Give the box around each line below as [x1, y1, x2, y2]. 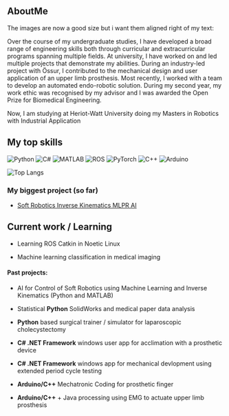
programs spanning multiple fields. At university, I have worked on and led [7, 52, 217, 60]
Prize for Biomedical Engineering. [7, 96, 102, 104]
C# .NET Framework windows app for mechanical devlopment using [17, 359, 212, 368]
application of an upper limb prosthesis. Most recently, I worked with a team [7, 74, 222, 82]
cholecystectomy [17, 325, 67, 333]
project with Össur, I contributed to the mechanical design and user [7, 66, 198, 75]
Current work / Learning [7, 221, 112, 233]
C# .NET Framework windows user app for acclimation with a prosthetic [17, 338, 222, 347]
